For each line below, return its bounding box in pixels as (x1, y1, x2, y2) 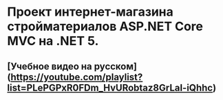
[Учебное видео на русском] (7, 60, 138, 72)
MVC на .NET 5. (7, 34, 99, 49)
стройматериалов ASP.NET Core (7, 18, 204, 34)
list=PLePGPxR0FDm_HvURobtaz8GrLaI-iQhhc (7, 82, 213, 93)
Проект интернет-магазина (7, 4, 173, 20)
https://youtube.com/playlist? (10, 71, 143, 83)
